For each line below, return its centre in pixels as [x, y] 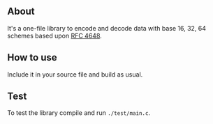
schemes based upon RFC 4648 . [55, 36]
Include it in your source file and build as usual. [75, 74]
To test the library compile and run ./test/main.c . [79, 113]
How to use [32, 57]
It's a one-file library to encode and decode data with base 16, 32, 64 [107, 28]
